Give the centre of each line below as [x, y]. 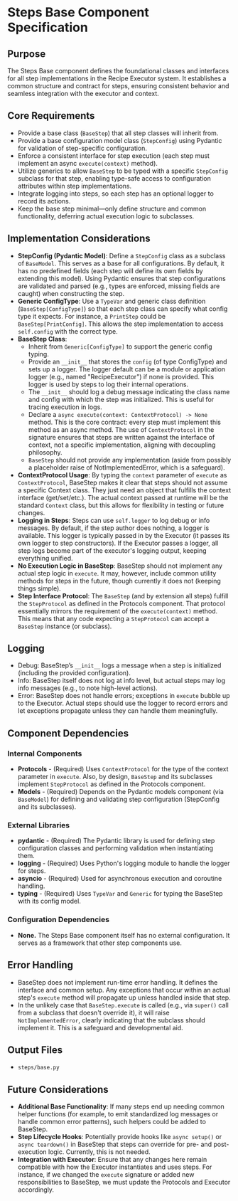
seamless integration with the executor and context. [83, 94]
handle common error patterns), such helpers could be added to [112, 1122]
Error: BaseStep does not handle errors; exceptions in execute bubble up [124, 696]
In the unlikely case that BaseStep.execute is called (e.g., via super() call [123, 1005]
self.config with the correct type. [68, 331]
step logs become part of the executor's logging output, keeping [112, 550]
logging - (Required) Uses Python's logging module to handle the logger [124, 863]
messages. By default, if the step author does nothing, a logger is [113, 528]
